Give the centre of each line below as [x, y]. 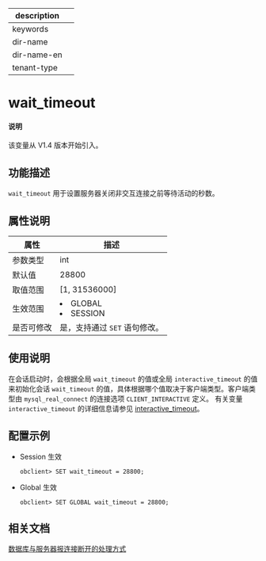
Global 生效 [38, 487]
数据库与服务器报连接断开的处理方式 [67, 549]
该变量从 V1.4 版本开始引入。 [55, 145]
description [37, 15]
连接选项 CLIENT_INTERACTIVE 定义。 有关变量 [169, 399]
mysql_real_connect [56, 399]
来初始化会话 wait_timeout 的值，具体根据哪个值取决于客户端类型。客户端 [129, 388]
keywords [30, 29]
